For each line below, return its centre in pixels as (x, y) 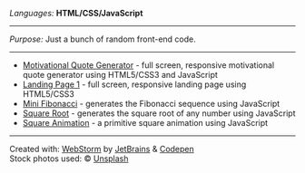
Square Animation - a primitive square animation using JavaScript (145, 123)
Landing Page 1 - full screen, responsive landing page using (134, 84)
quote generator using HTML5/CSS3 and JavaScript (120, 75)
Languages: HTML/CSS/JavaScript (76, 13)
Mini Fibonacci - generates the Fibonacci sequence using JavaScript (151, 104)
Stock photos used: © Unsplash (69, 159)
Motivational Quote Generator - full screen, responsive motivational (148, 65)
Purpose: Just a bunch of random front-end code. (103, 39)
